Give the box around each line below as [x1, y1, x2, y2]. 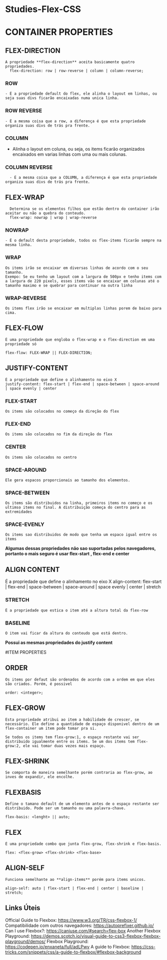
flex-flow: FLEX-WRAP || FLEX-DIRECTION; [5, 350, 93, 355]
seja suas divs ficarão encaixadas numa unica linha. [5, 96, 120, 101]
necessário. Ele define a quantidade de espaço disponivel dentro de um [5, 721, 160, 727]
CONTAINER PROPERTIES [5, 27, 113, 38]
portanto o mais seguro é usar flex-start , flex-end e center [5, 551, 130, 557]
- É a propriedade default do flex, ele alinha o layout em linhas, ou [5, 91, 157, 96]
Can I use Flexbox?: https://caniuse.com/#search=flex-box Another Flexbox [5, 927, 161, 933]
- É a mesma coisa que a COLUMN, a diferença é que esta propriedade [9, 175, 157, 180]
